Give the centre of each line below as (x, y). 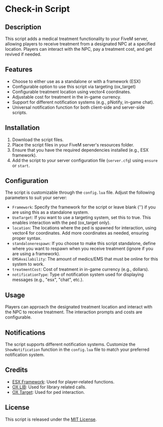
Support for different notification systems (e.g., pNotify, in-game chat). (83, 102)
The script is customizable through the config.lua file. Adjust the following (80, 193)
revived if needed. (23, 54)
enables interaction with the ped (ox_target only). (61, 223)
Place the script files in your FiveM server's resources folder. (73, 144)
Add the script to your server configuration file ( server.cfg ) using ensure (85, 160)
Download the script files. (38, 140)
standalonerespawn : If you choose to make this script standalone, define (84, 244)
